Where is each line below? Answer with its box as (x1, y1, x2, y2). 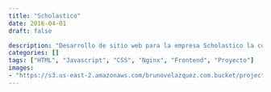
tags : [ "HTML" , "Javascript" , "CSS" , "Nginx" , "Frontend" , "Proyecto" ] (8, 56, 255, 65)
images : (8, 64, 35, 73)
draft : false (8, 27, 52, 35)
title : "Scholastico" (8, 11, 81, 20)
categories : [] (8, 49, 60, 57)
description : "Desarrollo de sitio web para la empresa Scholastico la (8, 41, 254, 49)
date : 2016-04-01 (8, 19, 67, 27)
